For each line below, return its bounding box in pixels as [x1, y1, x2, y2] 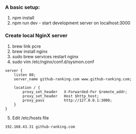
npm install [12, 15, 35, 21]
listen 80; [14, 72, 36, 77]
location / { [14, 85, 40, 90]
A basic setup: [5, 4, 40, 11]
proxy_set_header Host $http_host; [22, 94, 99, 99]
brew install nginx [12, 48, 48, 54]
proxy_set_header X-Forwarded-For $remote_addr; [22, 89, 128, 94]
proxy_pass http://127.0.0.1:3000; [22, 98, 112, 103]
